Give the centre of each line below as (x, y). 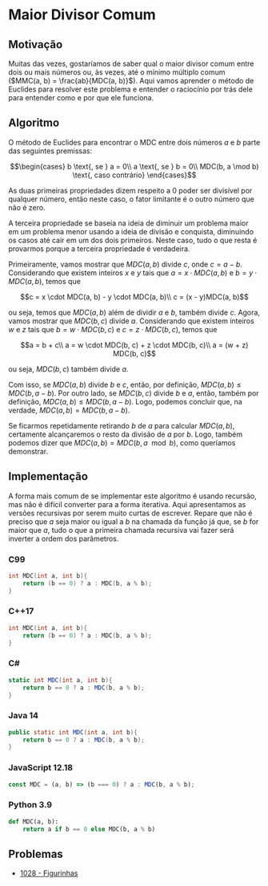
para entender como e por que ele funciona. (81, 98)
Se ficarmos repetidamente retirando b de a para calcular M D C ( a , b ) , (122, 425)
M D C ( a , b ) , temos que (45, 281)
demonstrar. (28, 451)
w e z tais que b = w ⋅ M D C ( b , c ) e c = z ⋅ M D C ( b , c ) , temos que (113, 329)
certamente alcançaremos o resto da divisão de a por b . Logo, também (125, 434)
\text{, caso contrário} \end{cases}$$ (134, 175)
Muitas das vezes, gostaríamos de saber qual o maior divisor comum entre (131, 63)
